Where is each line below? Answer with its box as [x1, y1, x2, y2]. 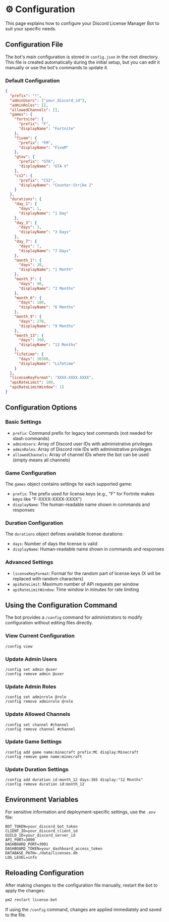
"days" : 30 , [18, 262, 44, 267]
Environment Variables [5, 795, 79, 804]
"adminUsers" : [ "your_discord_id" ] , [10, 98, 87, 103]
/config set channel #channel [5, 722, 69, 727]
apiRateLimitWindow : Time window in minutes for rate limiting [12, 586, 139, 592]
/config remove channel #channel [5, 726, 76, 731]
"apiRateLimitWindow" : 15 [10, 385, 65, 390]
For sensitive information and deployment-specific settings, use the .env [5, 809, 156, 815]
